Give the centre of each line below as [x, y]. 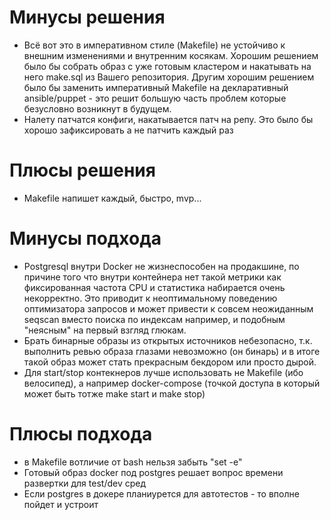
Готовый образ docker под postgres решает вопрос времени [153, 472]
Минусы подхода [85, 238]
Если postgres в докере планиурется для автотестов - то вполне [161, 493]
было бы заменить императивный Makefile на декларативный [156, 87]
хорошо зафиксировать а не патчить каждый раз [128, 130]
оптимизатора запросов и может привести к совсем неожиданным [168, 308]
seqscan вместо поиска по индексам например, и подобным [154, 319]
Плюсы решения [82, 170]
